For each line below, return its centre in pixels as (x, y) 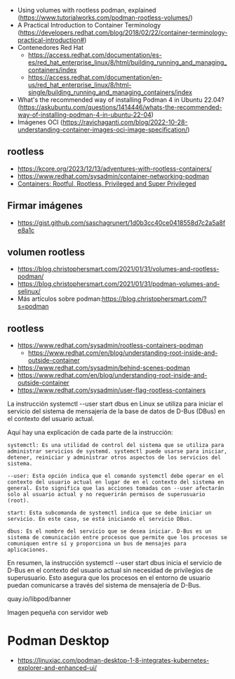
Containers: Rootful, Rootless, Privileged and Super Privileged (107, 183)
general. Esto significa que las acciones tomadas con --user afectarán (116, 489)
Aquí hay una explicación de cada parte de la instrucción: (90, 432)
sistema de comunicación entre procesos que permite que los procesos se (117, 538)
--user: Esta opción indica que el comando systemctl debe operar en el (116, 476)
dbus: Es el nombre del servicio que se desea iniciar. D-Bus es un (109, 531)
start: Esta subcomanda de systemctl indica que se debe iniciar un (109, 513)
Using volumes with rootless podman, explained (87, 10)
